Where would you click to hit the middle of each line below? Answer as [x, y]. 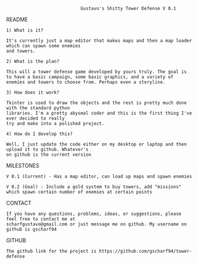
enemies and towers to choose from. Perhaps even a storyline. [86, 82]
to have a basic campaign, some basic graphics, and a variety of [90, 77]
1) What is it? [25, 30]
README [17, 20]
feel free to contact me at [41, 219]
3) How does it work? [33, 92]
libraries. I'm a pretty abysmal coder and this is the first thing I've [99, 113]
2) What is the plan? [33, 62]
